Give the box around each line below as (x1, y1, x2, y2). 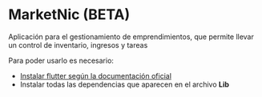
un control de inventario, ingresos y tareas (8, 40, 148, 49)
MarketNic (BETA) (8, 6, 131, 24)
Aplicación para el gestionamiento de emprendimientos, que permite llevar (8, 32, 254, 41)
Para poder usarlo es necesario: (8, 56, 115, 65)
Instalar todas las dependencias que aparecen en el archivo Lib (19, 80, 230, 89)
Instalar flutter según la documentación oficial (19, 71, 172, 80)
